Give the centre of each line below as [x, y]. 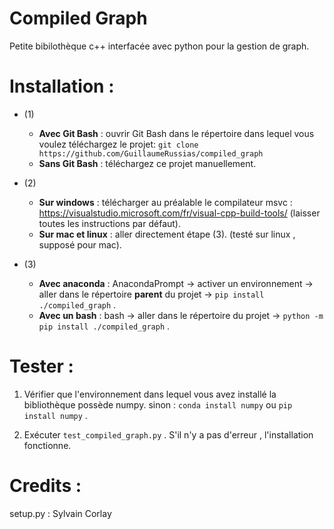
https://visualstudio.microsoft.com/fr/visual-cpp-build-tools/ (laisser [179, 213]
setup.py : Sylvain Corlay [60, 513]
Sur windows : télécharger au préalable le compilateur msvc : [165, 202]
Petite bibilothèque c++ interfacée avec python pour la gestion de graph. [159, 46]
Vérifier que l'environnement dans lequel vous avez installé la [150, 394]
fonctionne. [47, 445]
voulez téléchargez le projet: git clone [118, 144]
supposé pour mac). [80, 244]
